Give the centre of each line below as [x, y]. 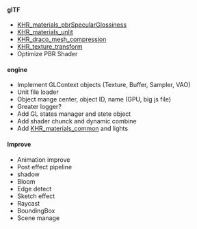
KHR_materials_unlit [45, 32]
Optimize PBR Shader [47, 54]
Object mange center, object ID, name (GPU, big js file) [94, 99]
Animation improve [43, 159]
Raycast [28, 203]
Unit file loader [38, 92]
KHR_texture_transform [50, 47]
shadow [28, 174]
